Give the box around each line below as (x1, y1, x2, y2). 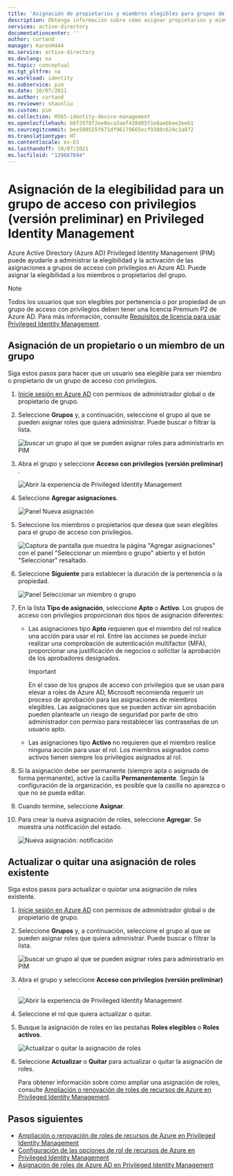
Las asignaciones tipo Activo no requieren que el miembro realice (28, 738, 216, 747)
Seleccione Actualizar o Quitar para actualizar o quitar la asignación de (17, 1058, 223, 1066)
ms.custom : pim (8, 107, 52, 114)
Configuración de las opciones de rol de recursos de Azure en (17, 1146, 196, 1155)
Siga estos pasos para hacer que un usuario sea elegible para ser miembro (8, 368, 222, 377)
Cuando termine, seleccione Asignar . (17, 801, 125, 810)
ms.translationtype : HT (8, 132, 77, 139)
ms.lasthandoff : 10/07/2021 (8, 145, 89, 152)
